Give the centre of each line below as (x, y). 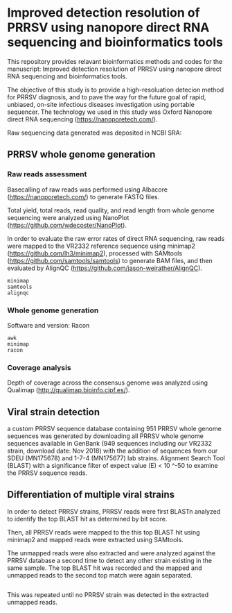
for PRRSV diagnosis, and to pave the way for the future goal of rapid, (107, 97)
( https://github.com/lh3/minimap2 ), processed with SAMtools (95, 253)
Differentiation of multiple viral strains (91, 495)
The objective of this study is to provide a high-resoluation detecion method (115, 90)
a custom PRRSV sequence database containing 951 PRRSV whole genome (114, 429)
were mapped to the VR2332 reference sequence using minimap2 (101, 246)
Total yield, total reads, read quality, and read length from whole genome (111, 210)
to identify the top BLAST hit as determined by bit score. (87, 519)
